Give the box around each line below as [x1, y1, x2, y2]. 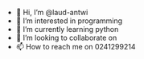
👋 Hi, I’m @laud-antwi [15, 8, 88, 17]
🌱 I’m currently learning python [15, 25, 119, 33]
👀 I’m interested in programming [15, 16, 123, 26]
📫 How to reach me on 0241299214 [15, 42, 136, 51]
